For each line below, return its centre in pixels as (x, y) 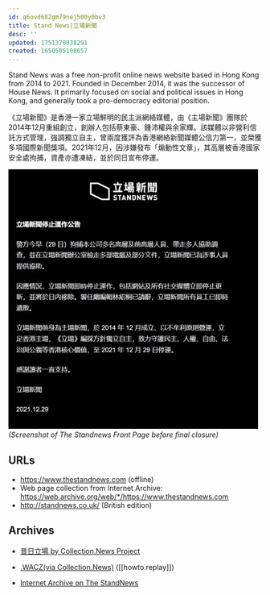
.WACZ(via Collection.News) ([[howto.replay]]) (97, 567)
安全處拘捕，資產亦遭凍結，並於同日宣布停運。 (86, 158)
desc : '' (23, 34)
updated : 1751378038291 (48, 43)
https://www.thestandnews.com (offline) (87, 479)
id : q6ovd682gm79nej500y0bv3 (57, 17)
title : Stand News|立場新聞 (53, 25)
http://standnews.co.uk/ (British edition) (86, 505)
